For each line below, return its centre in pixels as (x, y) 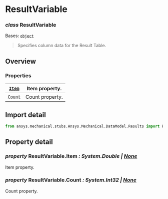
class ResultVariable (31, 25)
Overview (21, 61)
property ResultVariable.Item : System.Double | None (71, 156)
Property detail (29, 142)
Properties (18, 75)
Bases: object (19, 36)
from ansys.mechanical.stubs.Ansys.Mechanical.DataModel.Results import (82, 126)
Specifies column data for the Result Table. (62, 46)
